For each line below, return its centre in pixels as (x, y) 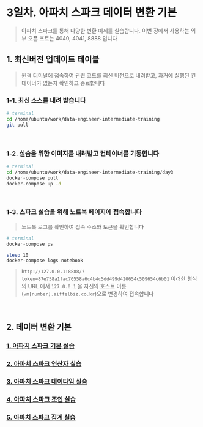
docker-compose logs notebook (45, 261)
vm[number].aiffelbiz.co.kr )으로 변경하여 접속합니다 (89, 294)
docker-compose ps (30, 244)
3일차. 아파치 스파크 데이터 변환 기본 (92, 13)
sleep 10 (17, 255)
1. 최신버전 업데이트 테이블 (53, 60)
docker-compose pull (33, 178)
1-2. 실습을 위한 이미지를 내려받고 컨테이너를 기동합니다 (83, 154)
